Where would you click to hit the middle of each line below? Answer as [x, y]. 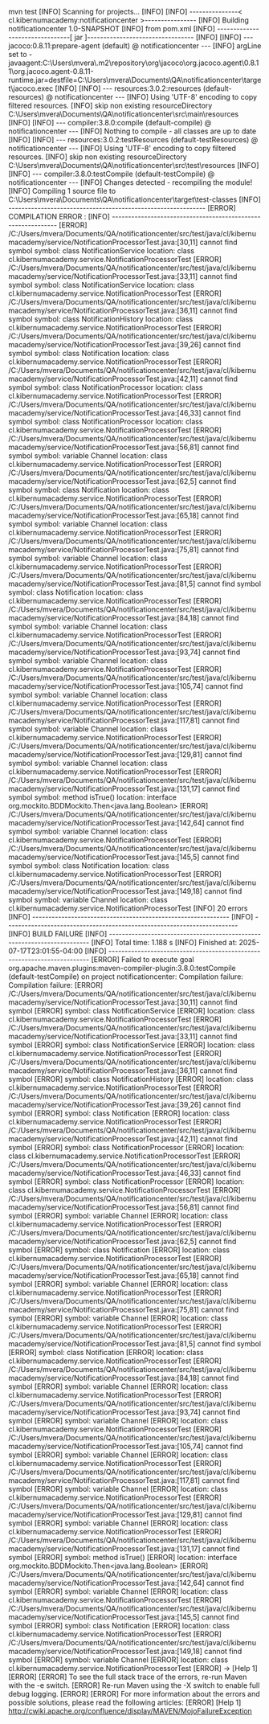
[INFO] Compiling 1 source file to [62, 191]
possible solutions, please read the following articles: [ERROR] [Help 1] [125, 1702]
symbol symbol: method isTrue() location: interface [92, 797]
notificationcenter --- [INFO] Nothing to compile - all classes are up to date [132, 131]
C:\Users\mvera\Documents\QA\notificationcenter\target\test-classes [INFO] [134, 199]
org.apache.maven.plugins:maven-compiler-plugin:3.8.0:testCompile [122, 968]
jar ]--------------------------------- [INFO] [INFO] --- [164, 37]
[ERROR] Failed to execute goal [143, 959]
